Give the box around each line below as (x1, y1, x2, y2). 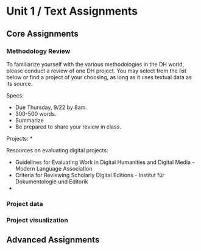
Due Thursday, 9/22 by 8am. (15, 104, 87, 111)
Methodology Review (6, 47, 71, 55)
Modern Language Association (15, 164, 93, 172)
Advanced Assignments (6, 235, 100, 245)
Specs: (6, 91, 24, 99)
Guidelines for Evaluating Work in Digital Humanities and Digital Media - (15, 158, 195, 166)
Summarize (15, 116, 44, 124)
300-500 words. (15, 110, 57, 117)
